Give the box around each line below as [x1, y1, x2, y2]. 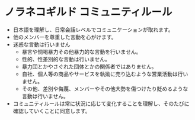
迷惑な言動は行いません [12, 41, 71, 48]
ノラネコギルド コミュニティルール [4, 5, 172, 19]
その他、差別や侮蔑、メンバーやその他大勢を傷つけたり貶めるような [21, 85, 188, 92]
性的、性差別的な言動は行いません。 [21, 56, 111, 63]
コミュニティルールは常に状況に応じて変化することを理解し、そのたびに [12, 100, 190, 107]
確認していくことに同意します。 [12, 107, 91, 114]
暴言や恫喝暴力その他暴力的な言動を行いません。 [21, 48, 142, 55]
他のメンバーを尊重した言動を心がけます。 [12, 33, 117, 40]
